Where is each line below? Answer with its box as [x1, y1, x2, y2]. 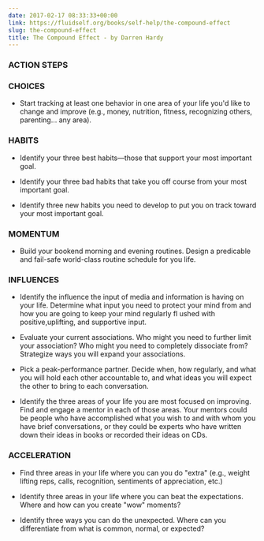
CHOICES [8, 80, 46, 91]
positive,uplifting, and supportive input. [19, 317, 147, 327]
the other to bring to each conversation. [19, 382, 149, 391]
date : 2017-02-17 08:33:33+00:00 [8, 11, 118, 20]
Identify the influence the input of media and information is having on [19, 293, 244, 302]
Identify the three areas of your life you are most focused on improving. [19, 397, 252, 406]
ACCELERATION [8, 450, 71, 461]
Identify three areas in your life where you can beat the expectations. [19, 491, 244, 501]
